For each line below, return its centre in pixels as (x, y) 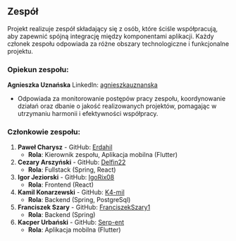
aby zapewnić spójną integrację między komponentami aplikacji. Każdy (111, 36)
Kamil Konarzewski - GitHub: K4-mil (71, 192)
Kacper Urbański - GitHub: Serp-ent (71, 223)
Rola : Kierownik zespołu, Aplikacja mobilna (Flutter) (103, 155)
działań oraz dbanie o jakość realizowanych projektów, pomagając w (117, 106)
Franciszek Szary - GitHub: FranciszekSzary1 (84, 207)
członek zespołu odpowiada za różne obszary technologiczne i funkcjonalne (118, 43)
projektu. (20, 51)
